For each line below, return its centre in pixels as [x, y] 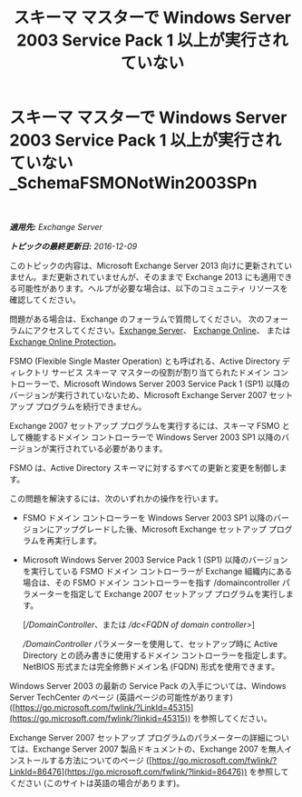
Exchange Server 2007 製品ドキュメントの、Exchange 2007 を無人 [159, 749]
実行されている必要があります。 [108, 448]
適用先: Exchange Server [56, 226]
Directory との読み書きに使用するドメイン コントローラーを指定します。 [157, 655]
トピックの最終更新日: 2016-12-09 [73, 246]
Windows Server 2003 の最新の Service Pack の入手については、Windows [148, 685]
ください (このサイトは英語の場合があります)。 [97, 782]
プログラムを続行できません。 [91, 406]
